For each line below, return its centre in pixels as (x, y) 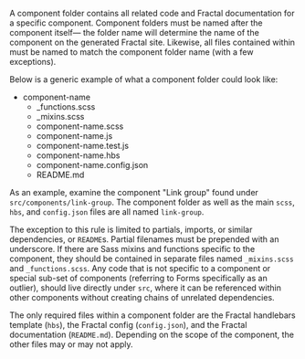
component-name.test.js (83, 146)
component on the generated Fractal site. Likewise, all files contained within (152, 42)
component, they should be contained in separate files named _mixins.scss (152, 259)
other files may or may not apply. (72, 344)
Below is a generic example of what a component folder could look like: (144, 79)
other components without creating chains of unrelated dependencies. (142, 297)
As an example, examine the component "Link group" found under (134, 192)
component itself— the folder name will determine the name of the (135, 32)
